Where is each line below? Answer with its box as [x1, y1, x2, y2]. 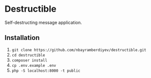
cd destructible [11, 53, 45, 58]
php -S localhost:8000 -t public [11, 68, 81, 73]
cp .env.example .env [11, 63, 56, 68]
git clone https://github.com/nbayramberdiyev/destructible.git [11, 47, 147, 52]
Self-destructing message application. [4, 19, 82, 25]
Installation [4, 34, 40, 42]
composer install [11, 58, 48, 63]
